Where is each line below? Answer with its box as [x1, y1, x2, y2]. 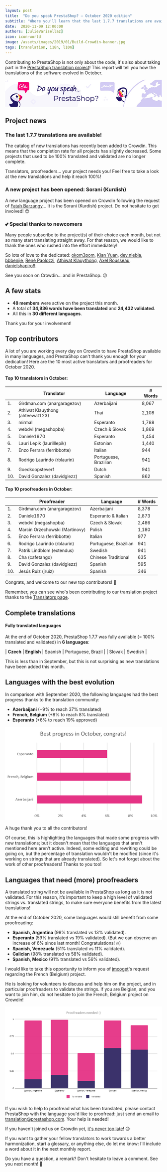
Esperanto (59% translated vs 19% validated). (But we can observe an [12, 935, 157, 941]
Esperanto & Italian [89, 512, 128, 518]
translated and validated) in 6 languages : [5, 639, 89, 645]
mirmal [18, 419, 33, 426]
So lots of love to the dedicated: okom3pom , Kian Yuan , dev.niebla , [5, 252, 143, 258]
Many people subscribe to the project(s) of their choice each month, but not [5, 232, 161, 238]
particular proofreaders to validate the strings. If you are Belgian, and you [5, 986, 156, 992]
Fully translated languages [5, 623, 62, 629]
